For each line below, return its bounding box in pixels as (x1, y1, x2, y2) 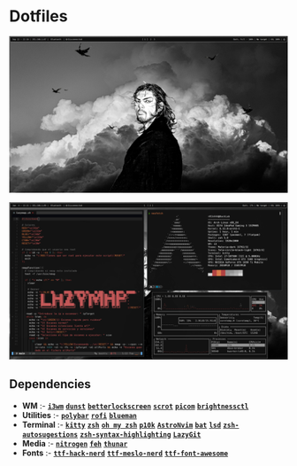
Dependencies (9, 377, 91, 392)
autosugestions (21, 430, 79, 439)
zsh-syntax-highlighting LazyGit (79, 430, 202, 439)
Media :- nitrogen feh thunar (21, 438, 128, 448)
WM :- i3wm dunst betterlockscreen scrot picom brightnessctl (21, 400, 249, 411)
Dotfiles (9, 6, 68, 27)
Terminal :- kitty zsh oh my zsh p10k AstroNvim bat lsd (21, 419, 222, 430)
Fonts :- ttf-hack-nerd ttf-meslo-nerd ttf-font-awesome (21, 447, 228, 458)
